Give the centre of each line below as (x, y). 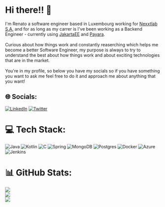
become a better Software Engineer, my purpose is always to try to (73, 50)
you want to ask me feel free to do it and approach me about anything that (81, 76)
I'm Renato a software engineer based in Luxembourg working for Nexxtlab (81, 24)
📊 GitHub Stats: (39, 172)
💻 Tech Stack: (35, 129)
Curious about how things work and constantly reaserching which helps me (82, 44)
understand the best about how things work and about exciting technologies (82, 55)
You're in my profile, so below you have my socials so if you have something (82, 70)
